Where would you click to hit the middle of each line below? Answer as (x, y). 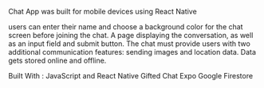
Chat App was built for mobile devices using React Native (102, 11)
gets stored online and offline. (57, 60)
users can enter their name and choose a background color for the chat (126, 27)
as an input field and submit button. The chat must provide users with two (130, 44)
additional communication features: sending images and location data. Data (132, 52)
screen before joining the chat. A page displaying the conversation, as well (131, 35)
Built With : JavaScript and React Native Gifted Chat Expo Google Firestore (131, 76)
